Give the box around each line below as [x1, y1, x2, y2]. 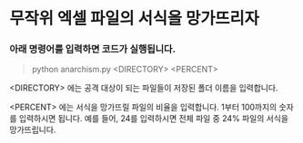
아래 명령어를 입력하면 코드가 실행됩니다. [9, 43, 176, 55]
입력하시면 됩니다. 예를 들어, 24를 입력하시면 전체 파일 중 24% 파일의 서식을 [18, 113, 289, 124]
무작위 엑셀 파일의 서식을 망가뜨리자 [9, 8, 259, 29]
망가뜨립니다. [9, 124, 56, 136]
